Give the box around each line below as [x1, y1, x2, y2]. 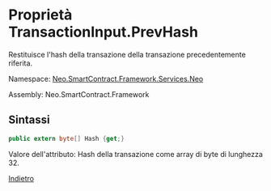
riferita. [8, 58, 33, 68]
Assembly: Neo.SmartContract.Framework [8, 89, 150, 99]
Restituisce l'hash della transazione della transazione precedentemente [8, 49, 247, 59]
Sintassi [8, 113, 50, 127]
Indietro [8, 173, 35, 183]
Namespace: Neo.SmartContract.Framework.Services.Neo [8, 74, 204, 83]
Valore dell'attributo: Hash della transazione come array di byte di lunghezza [8, 149, 263, 159]
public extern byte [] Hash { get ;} [8, 134, 125, 142]
